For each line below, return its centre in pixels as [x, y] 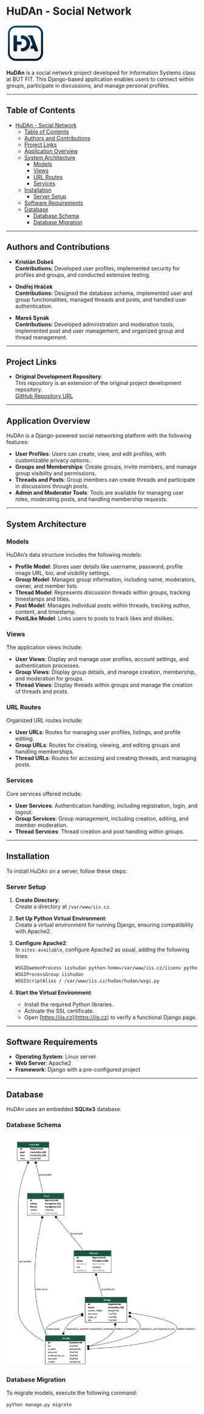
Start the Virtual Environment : [54, 992]
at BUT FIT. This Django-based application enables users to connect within [100, 79]
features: [18, 442]
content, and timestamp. [46, 612]
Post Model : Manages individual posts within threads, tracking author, [103, 605]
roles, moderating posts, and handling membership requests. [91, 499]
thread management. [41, 337]
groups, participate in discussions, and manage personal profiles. [88, 85]
